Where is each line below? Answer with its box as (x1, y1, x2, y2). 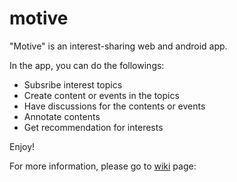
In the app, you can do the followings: (9, 59, 165, 71)
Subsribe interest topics (23, 78, 123, 91)
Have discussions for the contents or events (23, 100, 206, 112)
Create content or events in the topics (23, 89, 180, 101)
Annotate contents (23, 110, 101, 122)
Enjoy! (9, 140, 36, 152)
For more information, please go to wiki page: (9, 160, 197, 172)
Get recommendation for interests (23, 121, 164, 133)
